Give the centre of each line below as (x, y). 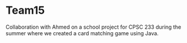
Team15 (25, 10)
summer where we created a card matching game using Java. (82, 33)
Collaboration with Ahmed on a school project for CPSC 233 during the (93, 27)
